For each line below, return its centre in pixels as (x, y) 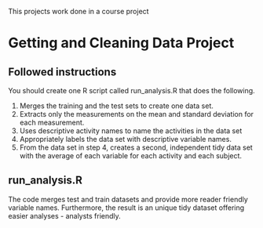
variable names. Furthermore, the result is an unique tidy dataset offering (126, 208)
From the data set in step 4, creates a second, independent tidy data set (136, 147)
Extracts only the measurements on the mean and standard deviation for (136, 114)
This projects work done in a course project (79, 11)
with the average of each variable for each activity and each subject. (130, 156)
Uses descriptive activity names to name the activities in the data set (131, 131)
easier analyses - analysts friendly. (65, 215)
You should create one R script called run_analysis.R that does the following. (131, 90)
